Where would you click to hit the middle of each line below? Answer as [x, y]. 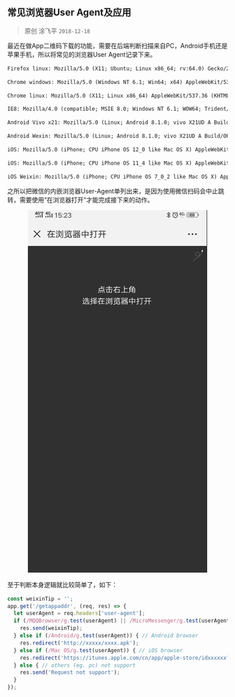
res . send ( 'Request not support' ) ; [70, 672]
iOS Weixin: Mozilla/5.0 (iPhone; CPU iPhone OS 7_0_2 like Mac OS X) [112, 177]
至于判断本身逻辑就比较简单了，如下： [62, 584]
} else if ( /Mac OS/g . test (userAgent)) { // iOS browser [98, 650]
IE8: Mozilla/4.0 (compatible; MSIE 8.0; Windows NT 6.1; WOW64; [104, 109]
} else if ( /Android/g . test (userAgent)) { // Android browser [106, 636]
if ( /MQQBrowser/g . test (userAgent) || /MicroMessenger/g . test [106, 621]
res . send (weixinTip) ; [51, 628]
